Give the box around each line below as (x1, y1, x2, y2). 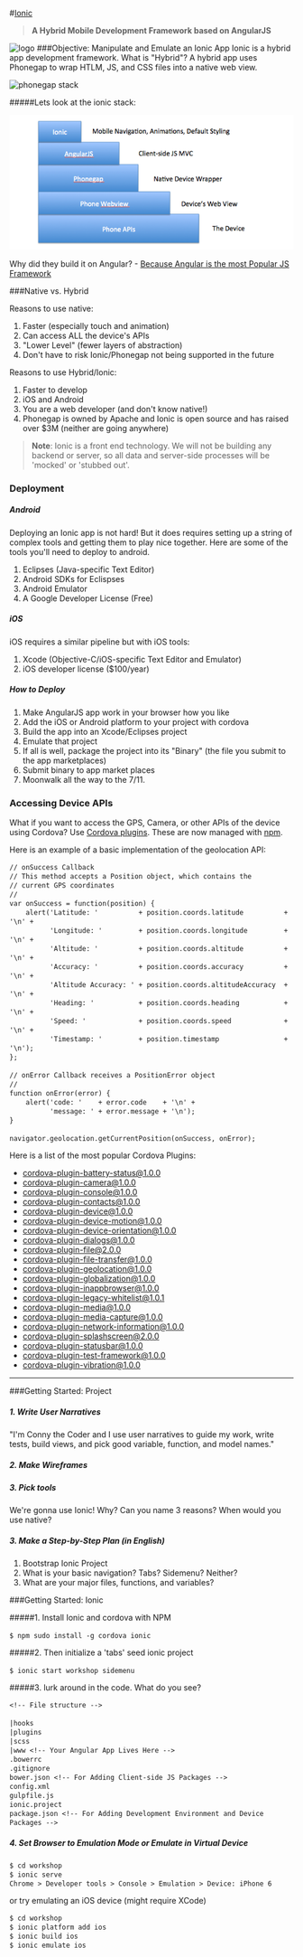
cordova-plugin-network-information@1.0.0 (22, 1322, 185, 1332)
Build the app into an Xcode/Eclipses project (22, 726, 188, 737)
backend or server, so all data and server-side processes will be (31, 449, 271, 460)
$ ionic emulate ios (9, 1941, 87, 1951)
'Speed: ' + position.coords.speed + (49, 1017, 289, 1026)
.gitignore (9, 1764, 50, 1774)
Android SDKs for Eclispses (22, 573, 124, 584)
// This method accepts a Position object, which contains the (9, 872, 252, 881)
